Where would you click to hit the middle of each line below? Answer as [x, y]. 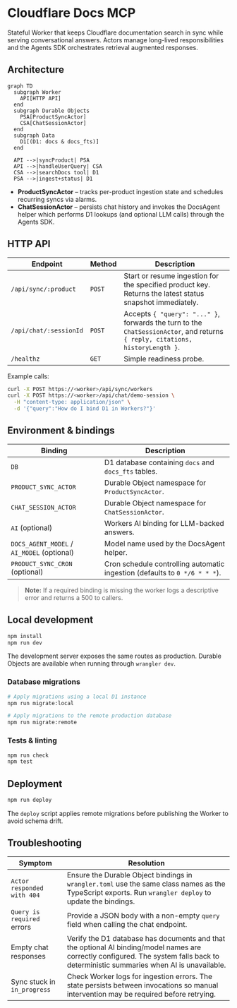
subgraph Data [34, 136]
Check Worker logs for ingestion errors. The [140, 976]
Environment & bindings [61, 431]
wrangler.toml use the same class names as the [146, 884]
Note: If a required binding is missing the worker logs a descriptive [121, 590]
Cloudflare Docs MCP [72, 13]
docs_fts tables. [131, 471]
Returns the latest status [164, 293]
